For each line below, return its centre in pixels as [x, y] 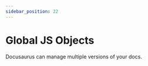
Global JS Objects [50, 40]
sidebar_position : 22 [32, 11]
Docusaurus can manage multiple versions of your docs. [74, 57]
